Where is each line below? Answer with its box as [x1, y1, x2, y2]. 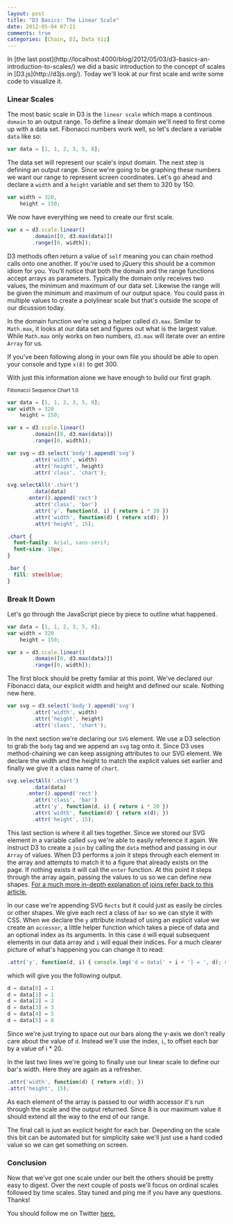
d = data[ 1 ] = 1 [7, 991, 54, 998]
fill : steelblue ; [13, 571, 64, 578]
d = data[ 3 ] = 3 [7, 1004, 54, 1011]
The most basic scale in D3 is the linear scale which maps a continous [7, 110, 213, 119]
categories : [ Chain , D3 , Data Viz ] [7, 36, 110, 43]
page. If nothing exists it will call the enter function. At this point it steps [7, 865, 212, 873]
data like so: [7, 133, 42, 141]
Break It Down [7, 594, 55, 604]
